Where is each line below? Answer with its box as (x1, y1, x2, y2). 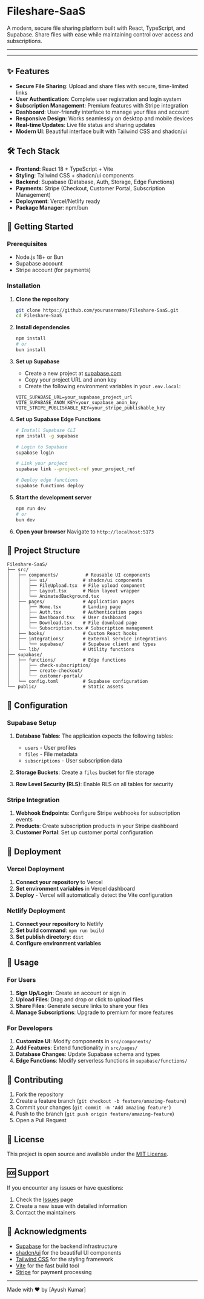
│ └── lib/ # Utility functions (7, 646, 135, 653)
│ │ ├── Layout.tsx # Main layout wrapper (7, 588, 140, 594)
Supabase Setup (7, 718, 57, 727)
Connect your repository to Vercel (15, 879, 103, 886)
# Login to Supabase (15, 444, 68, 450)
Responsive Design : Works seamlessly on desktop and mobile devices (15, 114, 193, 122)
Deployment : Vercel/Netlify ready (15, 197, 100, 205)
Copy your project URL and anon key (24, 375, 117, 383)
